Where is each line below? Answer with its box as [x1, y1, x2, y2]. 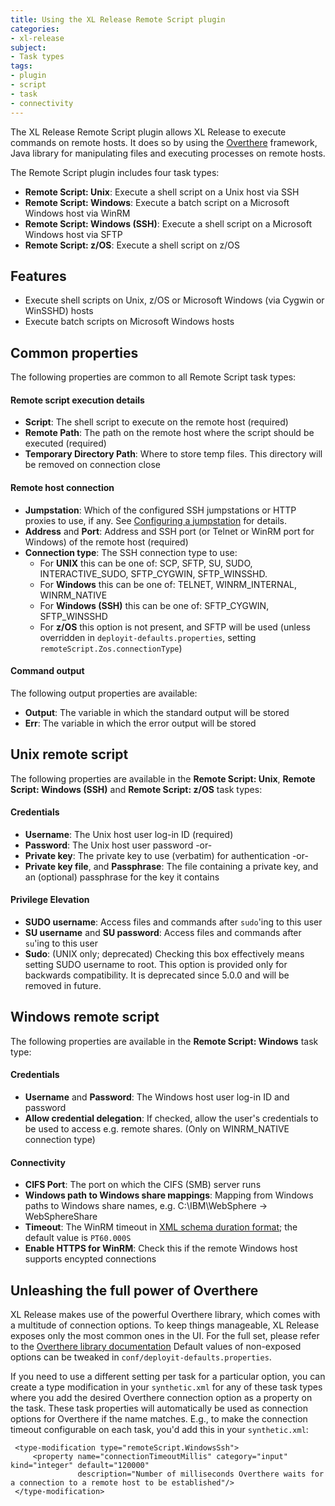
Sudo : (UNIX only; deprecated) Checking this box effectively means [24, 947, 305, 960]
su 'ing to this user [24, 937, 98, 949]
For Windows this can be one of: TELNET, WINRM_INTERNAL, [39, 578, 298, 590]
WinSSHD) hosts [24, 305, 94, 317]
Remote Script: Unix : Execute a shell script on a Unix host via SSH [24, 186, 300, 198]
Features [10, 267, 67, 285]
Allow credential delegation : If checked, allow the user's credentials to [24, 1112, 319, 1124]
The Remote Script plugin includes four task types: [10, 166, 220, 178]
